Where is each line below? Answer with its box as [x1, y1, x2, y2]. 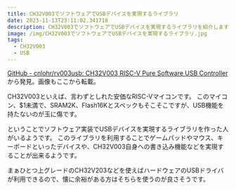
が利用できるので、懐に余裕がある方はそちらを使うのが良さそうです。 [7, 175, 209, 183]
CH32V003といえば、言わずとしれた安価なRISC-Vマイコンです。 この [7, 92, 209, 101]
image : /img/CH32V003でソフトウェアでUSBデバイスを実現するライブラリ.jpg [7, 30, 207, 37]
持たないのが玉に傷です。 [7, 110, 81, 118]
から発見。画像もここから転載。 [7, 77, 100, 85]
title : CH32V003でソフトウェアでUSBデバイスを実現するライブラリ [7, 10, 179, 18]
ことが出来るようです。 [13, 151, 81, 159]
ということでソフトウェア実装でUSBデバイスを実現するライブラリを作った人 [7, 125, 229, 133]
